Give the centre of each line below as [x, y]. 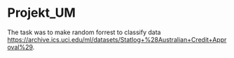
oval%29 [20, 47]
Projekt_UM [41, 13]
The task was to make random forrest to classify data [84, 32]
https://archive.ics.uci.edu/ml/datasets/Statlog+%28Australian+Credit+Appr [117, 39]
